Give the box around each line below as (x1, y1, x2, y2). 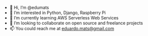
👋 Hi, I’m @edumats (9, 5, 49, 10)
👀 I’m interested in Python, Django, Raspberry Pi (9, 10, 106, 16)
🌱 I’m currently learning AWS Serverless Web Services (9, 15, 119, 20)
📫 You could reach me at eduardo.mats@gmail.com (9, 26, 115, 31)
